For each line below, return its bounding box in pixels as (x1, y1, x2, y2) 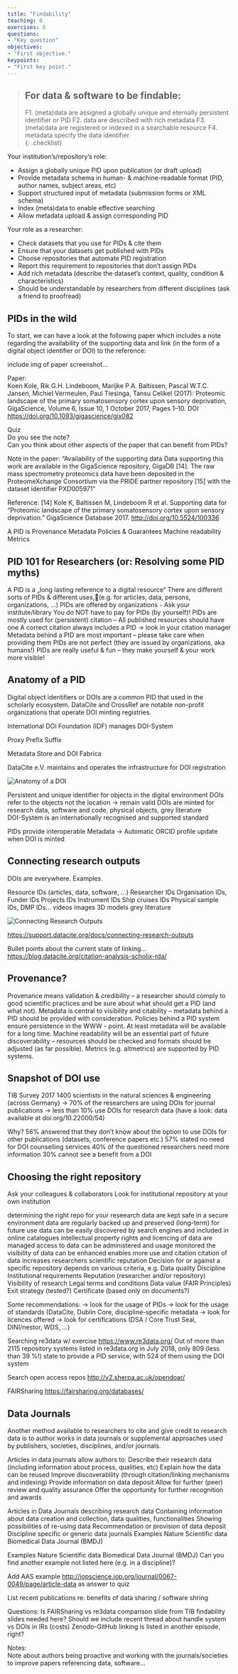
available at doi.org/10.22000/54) (7, 1114, 105, 1122)
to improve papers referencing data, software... (7, 1658, 146, 1667)
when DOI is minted (7, 835, 65, 843)
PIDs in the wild (7, 312, 77, 324)
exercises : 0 (7, 23, 46, 31)
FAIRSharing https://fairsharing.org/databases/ (7, 1387, 144, 1395)
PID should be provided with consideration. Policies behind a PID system (7, 1014, 220, 1022)
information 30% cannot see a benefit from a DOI (7, 1150, 152, 1159)
